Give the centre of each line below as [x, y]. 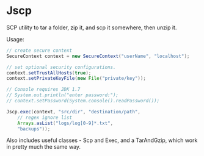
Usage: [15, 39]
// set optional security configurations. [61, 67]
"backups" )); [34, 129]
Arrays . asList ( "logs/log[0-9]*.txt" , [65, 123]
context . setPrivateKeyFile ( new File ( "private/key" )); [76, 79]
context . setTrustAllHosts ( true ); [49, 73]
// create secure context [39, 50]
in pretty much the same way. [44, 147]
